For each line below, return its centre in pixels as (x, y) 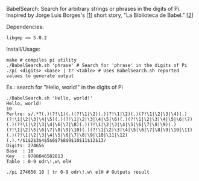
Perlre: (16, 114)
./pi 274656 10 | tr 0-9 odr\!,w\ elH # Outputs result (78, 172)
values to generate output (40, 76)
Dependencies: (25, 27)
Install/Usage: (24, 49)
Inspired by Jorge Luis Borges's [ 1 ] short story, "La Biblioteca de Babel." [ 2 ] (100, 15)
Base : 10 (20, 151)
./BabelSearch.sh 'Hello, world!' (50, 98)
